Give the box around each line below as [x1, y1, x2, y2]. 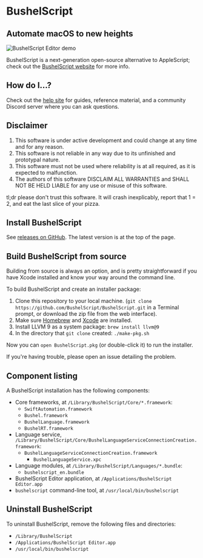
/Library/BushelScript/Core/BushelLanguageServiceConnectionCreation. [15, 437, 198, 444]
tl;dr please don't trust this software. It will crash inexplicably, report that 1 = [6, 193, 196, 201]
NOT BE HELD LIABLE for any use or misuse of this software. [15, 182, 167, 189]
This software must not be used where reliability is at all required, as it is [15, 162, 196, 169]
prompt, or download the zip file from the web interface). [15, 310, 158, 318]
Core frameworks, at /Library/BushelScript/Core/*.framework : [15, 399, 173, 406]
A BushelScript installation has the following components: [6, 387, 150, 394]
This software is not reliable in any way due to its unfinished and [15, 149, 176, 157]
